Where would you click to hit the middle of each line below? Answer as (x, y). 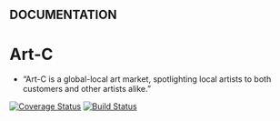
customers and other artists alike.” (87, 89)
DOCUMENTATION (63, 15)
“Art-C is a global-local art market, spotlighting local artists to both (147, 79)
